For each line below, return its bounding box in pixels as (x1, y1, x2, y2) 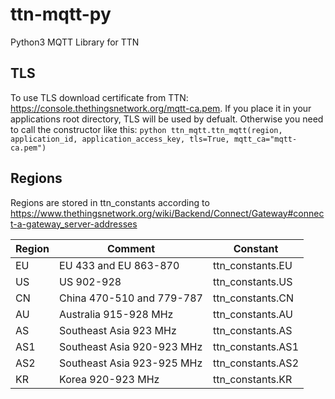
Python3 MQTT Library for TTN (10, 36, 140, 48)
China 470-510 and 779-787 (59, 291, 203, 305)
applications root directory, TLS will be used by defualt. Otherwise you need (10, 113, 324, 125)
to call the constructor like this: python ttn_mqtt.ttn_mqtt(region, (10, 123, 283, 135)
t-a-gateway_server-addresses (10, 218, 138, 230)
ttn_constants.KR (212, 372, 293, 386)
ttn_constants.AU (212, 307, 293, 321)
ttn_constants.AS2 (212, 356, 300, 370)
